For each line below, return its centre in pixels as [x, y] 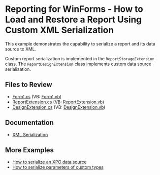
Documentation [30, 123]
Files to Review [29, 85]
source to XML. [21, 49]
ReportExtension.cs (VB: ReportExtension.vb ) [58, 102]
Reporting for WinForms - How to [74, 9]
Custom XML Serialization [60, 30]
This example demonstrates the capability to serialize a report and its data [80, 44]
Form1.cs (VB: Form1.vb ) [37, 96]
